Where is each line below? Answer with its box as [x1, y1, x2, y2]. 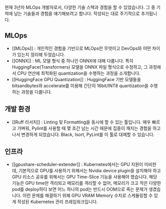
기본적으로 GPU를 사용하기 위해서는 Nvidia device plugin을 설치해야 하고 [18, 168, 161, 174]
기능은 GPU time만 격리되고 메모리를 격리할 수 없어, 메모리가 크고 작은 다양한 [11, 180, 161, 186]
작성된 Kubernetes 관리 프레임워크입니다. [17, 199, 98, 205]
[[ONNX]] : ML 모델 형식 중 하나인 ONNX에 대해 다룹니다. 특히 [11, 58, 134, 64]
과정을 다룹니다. [21, 89, 52, 95]
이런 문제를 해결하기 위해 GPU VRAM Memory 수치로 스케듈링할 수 [22, 193, 153, 199]
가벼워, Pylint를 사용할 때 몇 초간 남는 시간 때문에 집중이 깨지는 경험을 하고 [17, 125, 161, 131]
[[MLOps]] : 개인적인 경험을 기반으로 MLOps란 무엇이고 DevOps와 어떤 [11, 45, 151, 51]
